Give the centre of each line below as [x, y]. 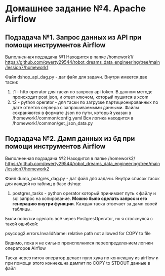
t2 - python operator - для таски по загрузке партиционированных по [85, 102]
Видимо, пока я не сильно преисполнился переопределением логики [79, 243]
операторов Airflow [25, 248]
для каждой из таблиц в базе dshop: [43, 184]
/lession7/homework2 [27, 169]
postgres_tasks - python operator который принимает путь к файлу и [84, 193]
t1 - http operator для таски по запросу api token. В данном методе [82, 92]
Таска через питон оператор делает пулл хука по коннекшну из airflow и [82, 258]
